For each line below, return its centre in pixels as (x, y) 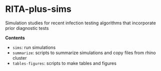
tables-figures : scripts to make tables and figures (64, 63)
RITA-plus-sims (38, 9)
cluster (19, 58)
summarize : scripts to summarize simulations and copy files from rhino (84, 53)
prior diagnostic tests (27, 28)
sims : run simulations (34, 47)
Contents (15, 38)
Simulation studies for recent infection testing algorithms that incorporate (80, 23)
